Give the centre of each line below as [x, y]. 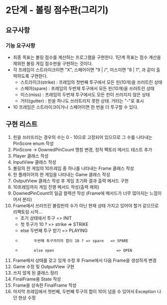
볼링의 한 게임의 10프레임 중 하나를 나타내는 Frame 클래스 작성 [73, 168]
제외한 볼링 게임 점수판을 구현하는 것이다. [53, 63]
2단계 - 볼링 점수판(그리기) [57, 10]
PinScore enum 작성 [33, 143]
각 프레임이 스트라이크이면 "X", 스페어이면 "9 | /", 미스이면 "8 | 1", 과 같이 [84, 70]
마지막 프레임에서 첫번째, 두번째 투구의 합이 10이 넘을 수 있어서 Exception [84, 291]
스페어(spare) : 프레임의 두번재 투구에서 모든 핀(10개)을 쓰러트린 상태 [87, 88]
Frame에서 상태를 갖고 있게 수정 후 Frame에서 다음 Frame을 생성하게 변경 [84, 260]
